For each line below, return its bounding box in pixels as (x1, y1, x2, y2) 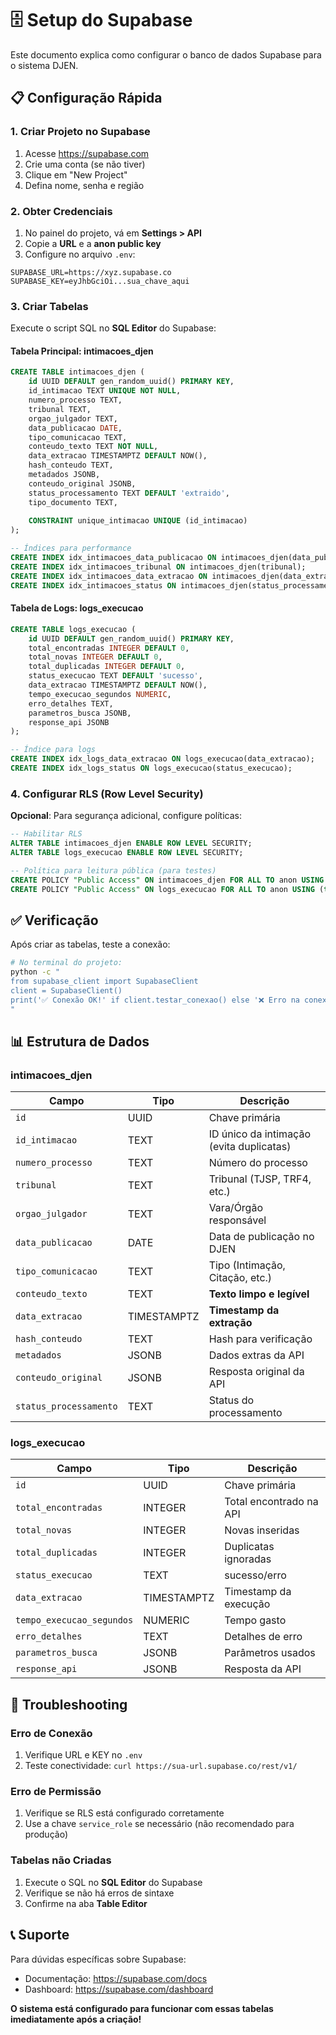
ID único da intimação (208, 1127, 311, 1141)
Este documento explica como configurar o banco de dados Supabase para (10, 48, 322, 61)
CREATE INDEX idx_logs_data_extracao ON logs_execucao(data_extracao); (10, 754, 315, 764)
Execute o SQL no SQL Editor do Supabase (24, 1876, 203, 1888)
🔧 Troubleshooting (10, 1696, 128, 1713)
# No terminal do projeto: (10, 958, 123, 968)
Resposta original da (208, 1365, 305, 1379)
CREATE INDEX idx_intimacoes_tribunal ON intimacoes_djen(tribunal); (10, 562, 307, 572)
